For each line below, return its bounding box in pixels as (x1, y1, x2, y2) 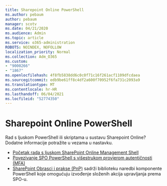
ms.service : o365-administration (5, 40, 75, 45)
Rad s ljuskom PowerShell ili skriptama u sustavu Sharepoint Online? (5, 134, 146, 141)
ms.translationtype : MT (5, 82, 55, 87)
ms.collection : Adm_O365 (5, 54, 57, 59)
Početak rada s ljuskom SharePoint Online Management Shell (12, 149, 139, 156)
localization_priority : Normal (5, 49, 71, 54)
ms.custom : (5, 59, 28, 64)
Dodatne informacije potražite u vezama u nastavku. (5, 140, 113, 146)
